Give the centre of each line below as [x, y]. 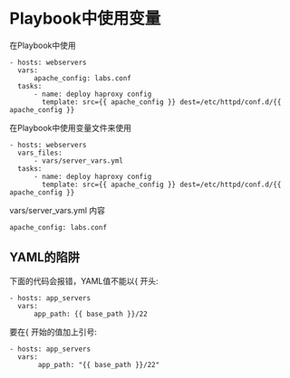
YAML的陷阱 [44, 257]
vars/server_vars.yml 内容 [58, 210]
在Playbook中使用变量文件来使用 [70, 128]
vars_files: [40, 153]
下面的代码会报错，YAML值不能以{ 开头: [84, 280]
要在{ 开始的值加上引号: [53, 332]
